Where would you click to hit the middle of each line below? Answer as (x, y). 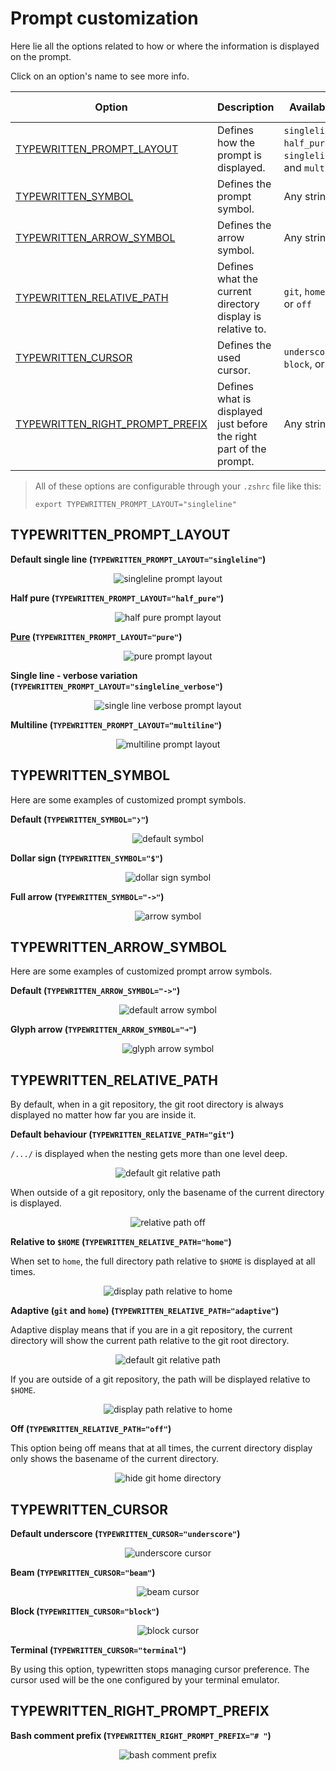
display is (239, 316)
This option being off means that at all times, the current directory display (161, 1448)
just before (242, 424)
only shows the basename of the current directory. (115, 1459)
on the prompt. (41, 56)
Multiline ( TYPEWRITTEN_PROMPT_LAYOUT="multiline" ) (116, 724)
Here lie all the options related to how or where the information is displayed (165, 46)
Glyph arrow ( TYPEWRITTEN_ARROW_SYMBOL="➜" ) (103, 1029)
